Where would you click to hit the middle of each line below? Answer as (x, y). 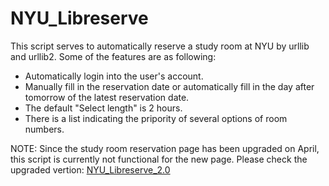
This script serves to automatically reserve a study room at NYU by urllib (160, 46)
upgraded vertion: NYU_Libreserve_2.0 (90, 169)
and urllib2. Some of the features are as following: (113, 56)
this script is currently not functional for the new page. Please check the (159, 159)
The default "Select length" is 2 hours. (103, 108)
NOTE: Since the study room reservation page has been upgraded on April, (165, 148)
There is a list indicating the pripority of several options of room (156, 118)
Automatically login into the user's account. (114, 76)
